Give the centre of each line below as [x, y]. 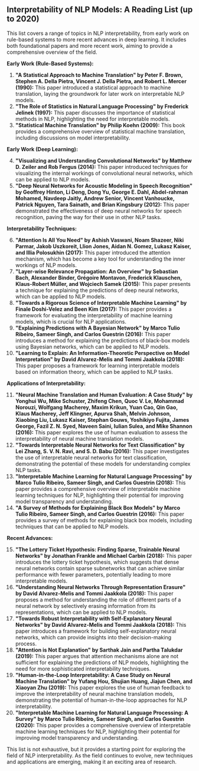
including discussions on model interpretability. [73, 138]
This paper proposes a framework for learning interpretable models [97, 365]
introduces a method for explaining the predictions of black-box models [102, 340]
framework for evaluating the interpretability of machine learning [94, 315]
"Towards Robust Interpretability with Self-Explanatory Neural [93, 618]
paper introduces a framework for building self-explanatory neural [96, 631]
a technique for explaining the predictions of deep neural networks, [97, 290]
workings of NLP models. [46, 265]
